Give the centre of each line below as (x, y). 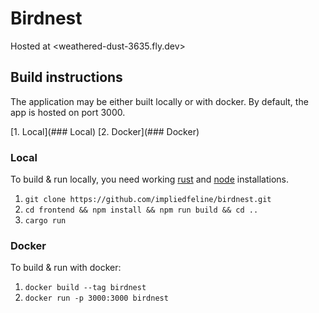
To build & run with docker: (66, 268)
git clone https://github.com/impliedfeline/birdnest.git (148, 200)
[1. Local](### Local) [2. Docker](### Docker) (105, 131)
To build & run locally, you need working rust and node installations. (149, 179)
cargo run (45, 221)
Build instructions (66, 77)
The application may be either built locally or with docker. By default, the (159, 101)
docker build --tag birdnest (85, 288)
